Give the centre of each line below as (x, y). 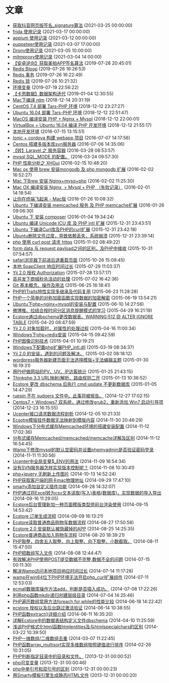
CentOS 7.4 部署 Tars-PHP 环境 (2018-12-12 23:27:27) (68, 106)
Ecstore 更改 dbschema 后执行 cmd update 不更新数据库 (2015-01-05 (85, 384)
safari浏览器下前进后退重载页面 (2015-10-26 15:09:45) (69, 260)
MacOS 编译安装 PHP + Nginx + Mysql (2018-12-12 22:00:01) (76, 118)
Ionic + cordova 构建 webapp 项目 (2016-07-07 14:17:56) (71, 138)
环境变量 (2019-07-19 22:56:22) (46, 87)
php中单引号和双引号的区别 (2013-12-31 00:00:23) (65, 669)
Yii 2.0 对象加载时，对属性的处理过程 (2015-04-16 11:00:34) (74, 328)
